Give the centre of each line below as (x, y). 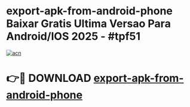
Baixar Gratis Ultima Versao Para (89, 24)
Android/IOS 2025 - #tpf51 (73, 36)
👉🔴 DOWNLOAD (49, 78)
